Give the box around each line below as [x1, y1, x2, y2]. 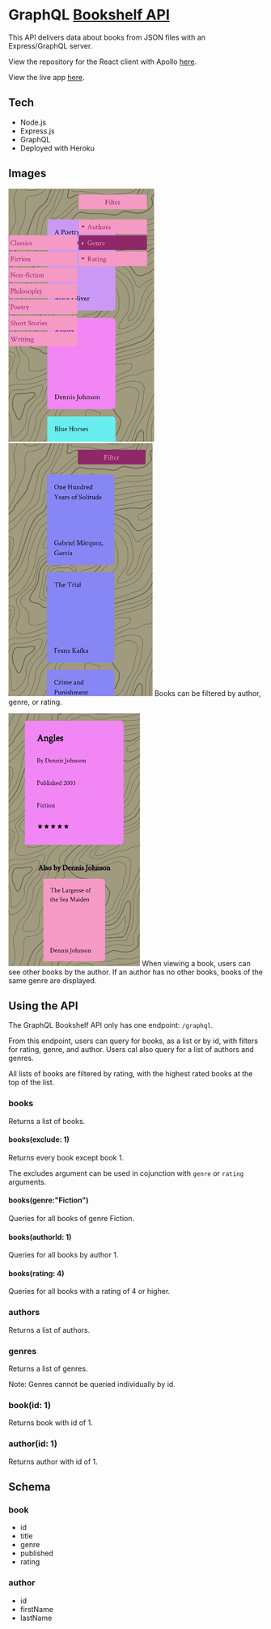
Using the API [8, 999, 78, 1012]
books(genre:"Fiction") [8, 1195, 89, 1205]
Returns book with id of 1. [8, 1418, 93, 1427]
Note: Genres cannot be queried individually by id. [8, 1380, 176, 1389]
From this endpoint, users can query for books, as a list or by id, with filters [8, 1036, 259, 1046]
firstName [19, 1604, 54, 1614]
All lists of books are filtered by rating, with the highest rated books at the [8, 1069, 253, 1079]
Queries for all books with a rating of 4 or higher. [8, 1287, 171, 1296]
